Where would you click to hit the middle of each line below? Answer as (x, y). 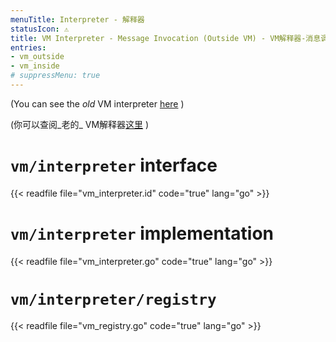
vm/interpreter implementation (142, 233)
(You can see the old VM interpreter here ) (97, 103)
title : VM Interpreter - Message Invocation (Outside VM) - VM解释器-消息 (166, 38)
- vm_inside (35, 66)
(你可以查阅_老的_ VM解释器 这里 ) (80, 124)
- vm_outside (37, 57)
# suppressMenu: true (55, 76)
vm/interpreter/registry (113, 299)
